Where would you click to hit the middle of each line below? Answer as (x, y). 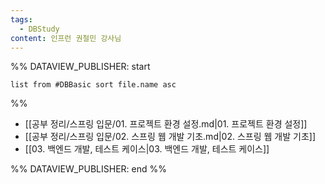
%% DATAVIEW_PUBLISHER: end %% (88, 169)
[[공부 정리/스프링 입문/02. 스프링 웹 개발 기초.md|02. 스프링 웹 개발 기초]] (170, 137)
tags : (21, 19)
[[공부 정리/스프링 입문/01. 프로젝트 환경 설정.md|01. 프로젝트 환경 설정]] (166, 124)
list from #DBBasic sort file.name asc (93, 85)
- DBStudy (39, 29)
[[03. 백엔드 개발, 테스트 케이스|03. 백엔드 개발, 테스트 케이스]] (147, 149)
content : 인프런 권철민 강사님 (66, 38)
